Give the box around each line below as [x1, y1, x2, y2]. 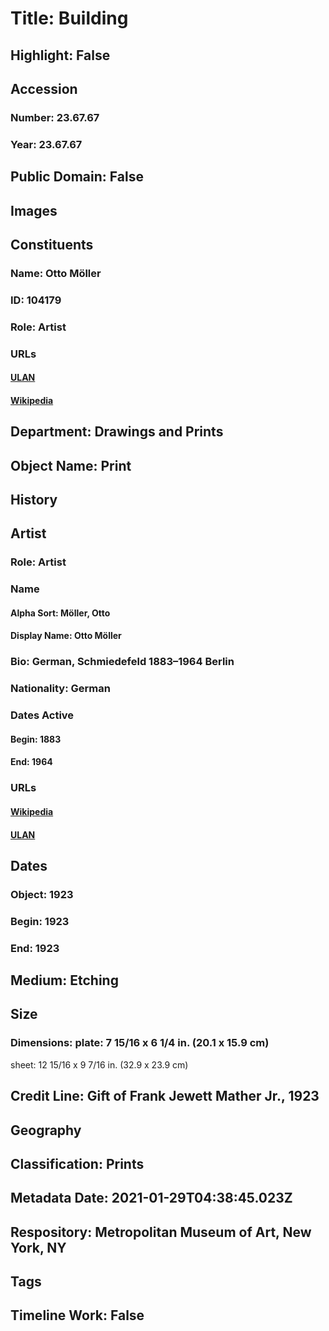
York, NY [10, 1239, 67, 1256]
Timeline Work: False [10, 1307, 145, 1324]
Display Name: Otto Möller [10, 630, 122, 642]
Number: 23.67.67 [10, 110, 100, 124]
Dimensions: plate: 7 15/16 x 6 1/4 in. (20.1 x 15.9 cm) [10, 1036, 270, 1050]
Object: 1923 [10, 887, 74, 901]
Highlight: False [10, 47, 111, 64]
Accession [10, 80, 78, 97]
